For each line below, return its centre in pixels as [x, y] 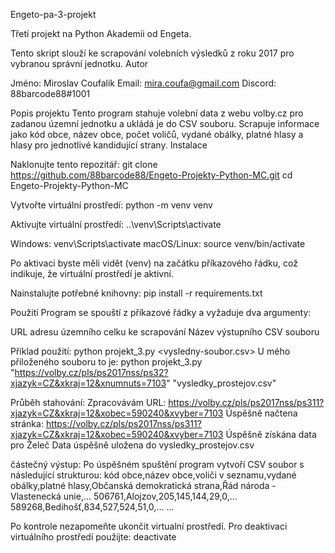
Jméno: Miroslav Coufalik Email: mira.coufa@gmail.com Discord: [143, 83]
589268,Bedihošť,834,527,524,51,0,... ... [92, 507]
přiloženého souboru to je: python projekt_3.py [106, 362]
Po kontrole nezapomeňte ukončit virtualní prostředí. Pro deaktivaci [149, 526]
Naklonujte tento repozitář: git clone [84, 164]
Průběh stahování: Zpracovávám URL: [88, 402]
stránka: [27, 423]
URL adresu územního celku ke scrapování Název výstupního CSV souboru [165, 332]
